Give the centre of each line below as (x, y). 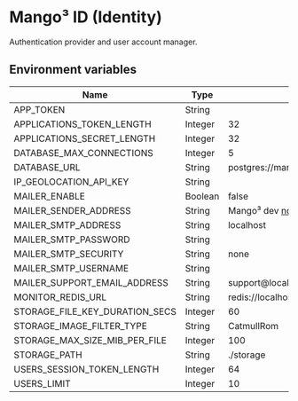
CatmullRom (253, 326)
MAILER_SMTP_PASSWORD (72, 240)
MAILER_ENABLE (50, 196)
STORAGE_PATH (48, 355)
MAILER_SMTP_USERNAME (71, 268)
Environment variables (73, 70)
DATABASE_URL (47, 167)
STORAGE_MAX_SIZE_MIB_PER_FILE (90, 340)
